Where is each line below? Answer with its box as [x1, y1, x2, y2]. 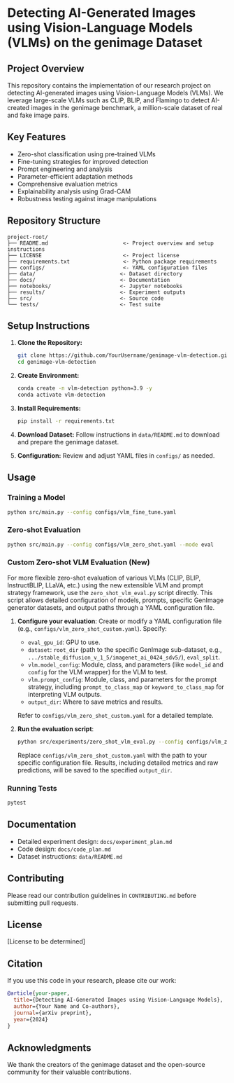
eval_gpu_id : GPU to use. [27, 638, 101, 646]
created [7, 104, 30, 111]
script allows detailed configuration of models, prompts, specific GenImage [7, 596, 224, 604]
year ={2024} [13, 1016, 49, 1023]
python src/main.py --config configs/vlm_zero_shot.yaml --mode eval [7, 541, 214, 548]
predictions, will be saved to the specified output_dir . [17, 765, 173, 774]
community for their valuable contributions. [7, 1068, 131, 1077]
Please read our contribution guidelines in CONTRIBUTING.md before [7, 891, 197, 899]
